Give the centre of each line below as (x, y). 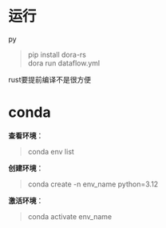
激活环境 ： (26, 200)
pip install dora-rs (57, 54)
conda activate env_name (70, 216)
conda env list (51, 151)
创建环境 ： (26, 168)
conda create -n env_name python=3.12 (93, 184)
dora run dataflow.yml (64, 63)
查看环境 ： (26, 135)
